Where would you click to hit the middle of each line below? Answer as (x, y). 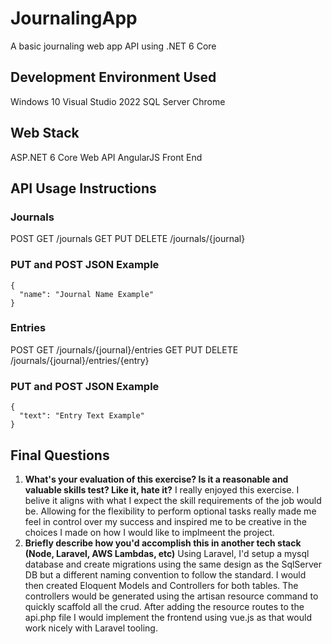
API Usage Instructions (83, 188)
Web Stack (45, 133)
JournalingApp (74, 18)
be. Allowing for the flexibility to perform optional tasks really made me (170, 511)
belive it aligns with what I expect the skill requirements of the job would (173, 500)
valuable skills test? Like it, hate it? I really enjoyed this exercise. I (162, 489)
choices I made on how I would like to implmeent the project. (149, 532)
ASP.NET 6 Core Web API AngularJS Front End (106, 157)
